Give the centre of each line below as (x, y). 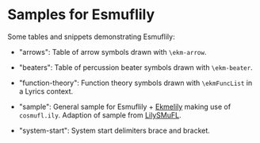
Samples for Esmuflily (81, 15)
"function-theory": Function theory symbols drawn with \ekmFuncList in (136, 83)
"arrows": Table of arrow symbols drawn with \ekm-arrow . (113, 52)
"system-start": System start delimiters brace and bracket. (115, 130)
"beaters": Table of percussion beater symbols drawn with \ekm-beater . (136, 67)
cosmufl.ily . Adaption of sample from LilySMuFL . (100, 115)
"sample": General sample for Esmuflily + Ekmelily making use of (125, 106)
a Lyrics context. (46, 91)
